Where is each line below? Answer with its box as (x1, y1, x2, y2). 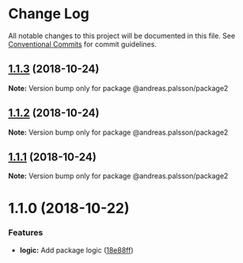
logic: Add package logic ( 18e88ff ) (19, 245, 134, 254)
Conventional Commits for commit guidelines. (8, 39, 157, 48)
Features (8, 227, 44, 238)
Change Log (8, 5, 89, 23)
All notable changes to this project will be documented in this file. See (8, 31, 236, 40)
